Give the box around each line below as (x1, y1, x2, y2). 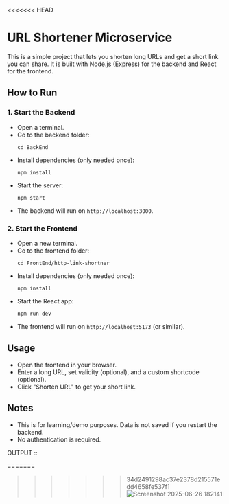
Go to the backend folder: (16, 130, 90, 139)
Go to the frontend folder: (16, 247, 90, 255)
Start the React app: (16, 297, 74, 305)
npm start (16, 194, 46, 201)
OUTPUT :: (7, 448, 38, 457)
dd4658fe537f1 (126, 482, 170, 490)
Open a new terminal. (16, 239, 78, 247)
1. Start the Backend (7, 108, 75, 117)
